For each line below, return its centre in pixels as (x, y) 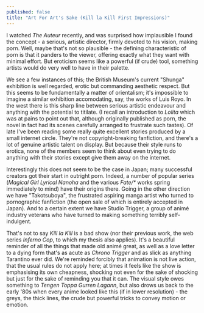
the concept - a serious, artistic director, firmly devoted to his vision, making (102, 42)
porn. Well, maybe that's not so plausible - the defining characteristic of (97, 48)
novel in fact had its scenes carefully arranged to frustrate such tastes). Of (100, 125)
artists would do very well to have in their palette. (68, 67)
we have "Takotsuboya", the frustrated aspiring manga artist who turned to (100, 195)
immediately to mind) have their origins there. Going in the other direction (98, 189)
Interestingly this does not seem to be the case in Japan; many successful (100, 169)
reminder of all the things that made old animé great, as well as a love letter (100, 246)
